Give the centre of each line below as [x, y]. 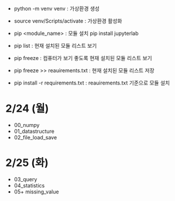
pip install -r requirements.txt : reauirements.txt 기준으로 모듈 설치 [92, 83]
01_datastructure [34, 131]
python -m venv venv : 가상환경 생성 [57, 8]
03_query [25, 179]
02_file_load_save [35, 137]
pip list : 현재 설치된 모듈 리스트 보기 [55, 46]
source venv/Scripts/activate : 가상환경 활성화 [68, 21]
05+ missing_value [36, 192]
